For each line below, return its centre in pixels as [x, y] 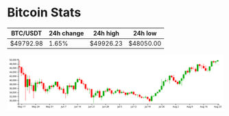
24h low [145, 33]
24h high [106, 33]
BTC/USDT [27, 33]
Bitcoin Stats [44, 13]
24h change [67, 33]
